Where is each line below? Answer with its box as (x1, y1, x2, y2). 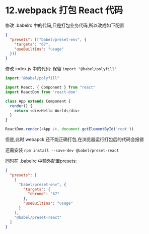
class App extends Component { (5, 99, 71, 104)
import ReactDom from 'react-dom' (5, 89, 78, 95)
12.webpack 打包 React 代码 (5, 5, 123, 16)
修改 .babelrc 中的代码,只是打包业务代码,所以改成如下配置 (5, 22, 124, 28)
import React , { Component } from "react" (5, 85, 96, 90)
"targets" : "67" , (14, 41, 51, 47)
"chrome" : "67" (27, 192, 59, 197)
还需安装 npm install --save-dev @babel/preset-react (5, 147, 119, 153)
